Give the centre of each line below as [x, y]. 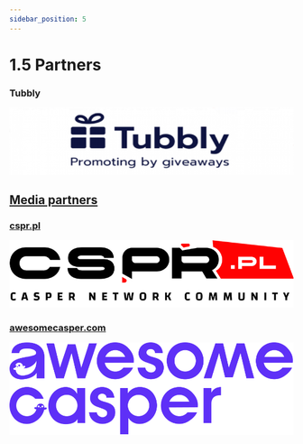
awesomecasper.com [58, 328]
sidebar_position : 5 [48, 19]
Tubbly [25, 93]
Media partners [54, 200]
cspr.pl [25, 226]
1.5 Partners [55, 65]
